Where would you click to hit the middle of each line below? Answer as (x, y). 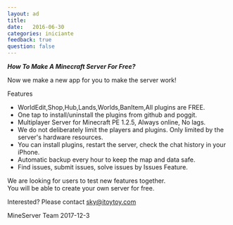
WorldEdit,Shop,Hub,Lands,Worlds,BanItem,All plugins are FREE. (111, 107)
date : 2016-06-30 (36, 27)
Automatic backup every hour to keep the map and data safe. (106, 160)
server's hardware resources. (60, 137)
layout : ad (23, 14)
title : (17, 20)
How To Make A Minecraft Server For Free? (71, 66)
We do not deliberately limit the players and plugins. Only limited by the (120, 130)
